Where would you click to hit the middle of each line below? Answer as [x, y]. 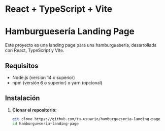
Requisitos [22, 65]
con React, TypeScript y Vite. [35, 51]
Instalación [23, 98]
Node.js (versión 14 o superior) [44, 78]
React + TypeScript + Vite [59, 9]
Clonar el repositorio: [34, 110]
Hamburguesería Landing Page [70, 32]
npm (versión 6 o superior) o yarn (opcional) [57, 82]
